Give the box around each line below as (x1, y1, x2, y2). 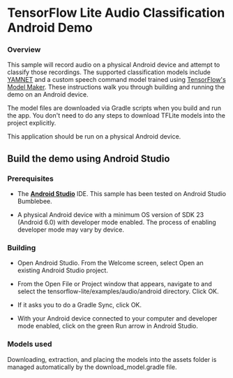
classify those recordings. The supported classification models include (7, 68, 211, 76)
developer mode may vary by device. (17, 225, 124, 234)
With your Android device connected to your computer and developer (17, 314, 218, 323)
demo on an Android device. (7, 90, 89, 99)
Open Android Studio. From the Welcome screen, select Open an (17, 259, 204, 267)
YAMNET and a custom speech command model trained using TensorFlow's (7, 76, 227, 84)
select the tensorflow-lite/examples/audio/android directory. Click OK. (17, 287, 219, 295)
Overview (7, 45, 41, 55)
